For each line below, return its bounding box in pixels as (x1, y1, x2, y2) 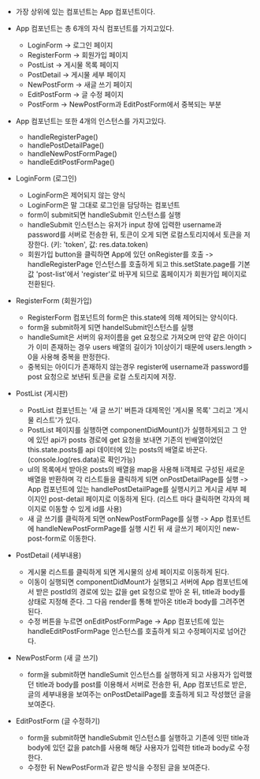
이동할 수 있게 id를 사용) (48, 504, 122, 513)
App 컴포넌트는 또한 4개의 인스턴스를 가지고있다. (15, 117, 167, 125)
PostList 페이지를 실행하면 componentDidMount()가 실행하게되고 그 (27, 425, 239, 434)
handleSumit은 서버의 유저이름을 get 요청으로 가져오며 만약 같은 (27, 332, 226, 342)
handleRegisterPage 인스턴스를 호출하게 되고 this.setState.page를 (27, 260, 236, 268)
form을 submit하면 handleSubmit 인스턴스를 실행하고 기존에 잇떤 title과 (27, 733, 250, 742)
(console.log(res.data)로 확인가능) (27, 455, 136, 464)
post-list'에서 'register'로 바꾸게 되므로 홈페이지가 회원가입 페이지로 (38, 269, 247, 279)
